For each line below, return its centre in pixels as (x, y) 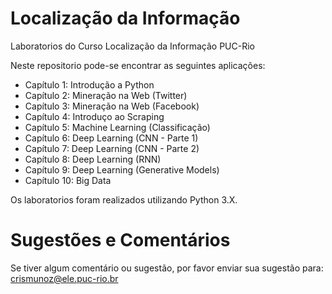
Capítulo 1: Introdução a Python (89, 84)
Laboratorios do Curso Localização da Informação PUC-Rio (132, 46)
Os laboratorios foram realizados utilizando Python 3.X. (124, 199)
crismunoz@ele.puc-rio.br (64, 278)
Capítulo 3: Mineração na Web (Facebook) (112, 106)
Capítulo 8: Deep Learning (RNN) (93, 159)
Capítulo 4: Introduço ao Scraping (94, 116)
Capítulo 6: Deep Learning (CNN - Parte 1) (111, 138)
